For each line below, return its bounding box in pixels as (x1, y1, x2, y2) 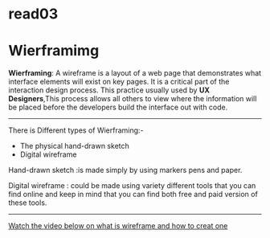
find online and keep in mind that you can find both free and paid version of (8, 190, 259, 199)
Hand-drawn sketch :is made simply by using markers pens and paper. (8, 166, 243, 175)
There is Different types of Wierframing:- (8, 125, 144, 135)
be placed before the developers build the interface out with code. (8, 102, 228, 113)
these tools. (8, 198, 47, 207)
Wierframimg (8, 42, 100, 60)
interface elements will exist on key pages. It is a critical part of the (8, 77, 230, 87)
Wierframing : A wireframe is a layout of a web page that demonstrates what (8, 68, 262, 78)
